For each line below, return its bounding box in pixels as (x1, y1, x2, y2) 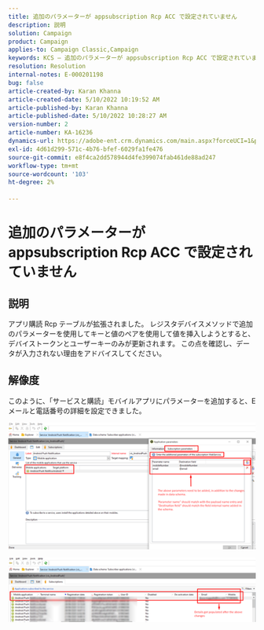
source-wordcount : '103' (8, 170, 90, 178)
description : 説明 (8, 20, 66, 29)
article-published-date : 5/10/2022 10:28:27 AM (8, 112, 167, 120)
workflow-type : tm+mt (8, 162, 79, 170)
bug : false (8, 79, 44, 86)
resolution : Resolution (8, 63, 86, 71)
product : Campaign (8, 38, 68, 46)
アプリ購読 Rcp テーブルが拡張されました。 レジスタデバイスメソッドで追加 (8, 319, 253, 328)
